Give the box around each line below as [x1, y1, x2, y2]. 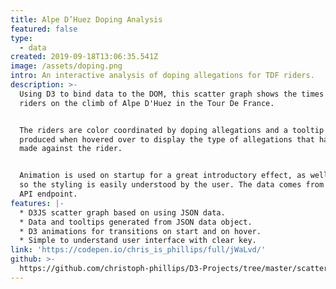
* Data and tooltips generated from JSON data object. [19, 217, 253, 227]
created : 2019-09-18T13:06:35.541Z [10, 52, 159, 62]
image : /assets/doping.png [10, 61, 123, 71]
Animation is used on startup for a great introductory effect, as [19, 171, 307, 181]
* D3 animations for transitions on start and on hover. [19, 226, 262, 236]
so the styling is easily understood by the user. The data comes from [19, 180, 325, 190]
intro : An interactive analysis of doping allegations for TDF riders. [10, 71, 315, 81]
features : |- [10, 198, 65, 208]
